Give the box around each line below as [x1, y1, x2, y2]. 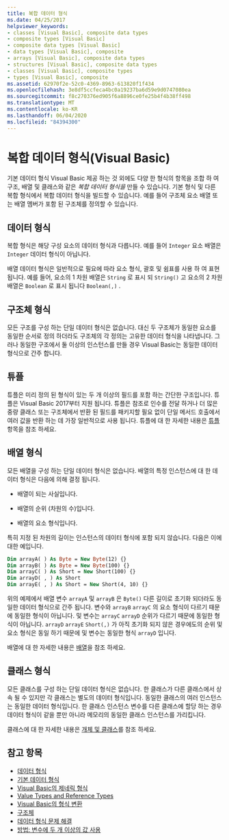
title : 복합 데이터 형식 [7, 10, 68, 17]
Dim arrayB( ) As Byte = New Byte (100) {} [7, 562, 130, 569]
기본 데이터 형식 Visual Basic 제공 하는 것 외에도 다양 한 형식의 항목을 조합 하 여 [7, 174, 219, 183]
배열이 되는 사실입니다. [16, 489, 78, 498]
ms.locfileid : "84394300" [7, 118, 81, 126]
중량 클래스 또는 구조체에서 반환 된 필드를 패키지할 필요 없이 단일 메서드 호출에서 [7, 408, 221, 416]
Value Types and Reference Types [16, 791, 114, 800]
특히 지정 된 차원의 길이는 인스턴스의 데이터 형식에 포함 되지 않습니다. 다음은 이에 [7, 533, 222, 541]
